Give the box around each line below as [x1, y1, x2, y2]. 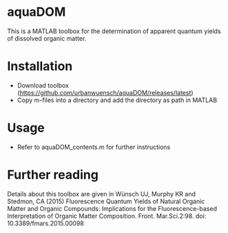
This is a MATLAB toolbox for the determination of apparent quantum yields [7, 27, 222, 35]
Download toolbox [17, 81, 69, 90]
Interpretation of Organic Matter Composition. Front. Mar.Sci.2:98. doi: [7, 212, 207, 220]
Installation [7, 59, 73, 74]
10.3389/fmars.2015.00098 [7, 219, 85, 227]
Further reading [7, 167, 99, 183]
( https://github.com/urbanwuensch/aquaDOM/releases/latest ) [17, 88, 194, 97]
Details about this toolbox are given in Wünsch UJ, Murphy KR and [7, 190, 196, 198]
